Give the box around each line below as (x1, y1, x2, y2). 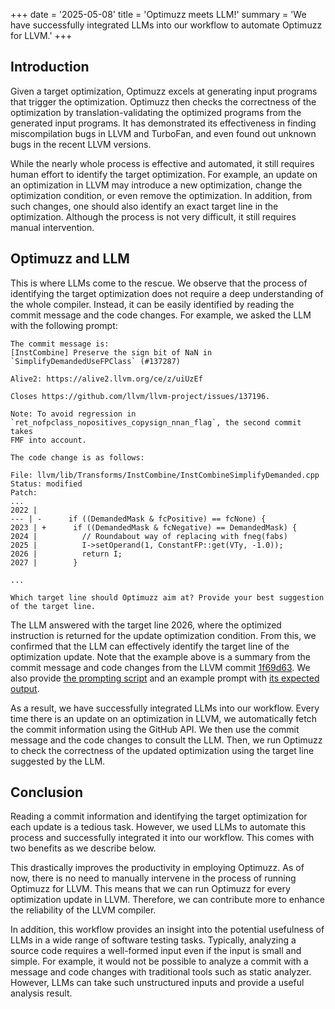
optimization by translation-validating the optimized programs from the (10, 106, 302, 118)
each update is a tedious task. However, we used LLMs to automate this (10, 821, 307, 833)
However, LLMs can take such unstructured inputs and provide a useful (10, 977, 305, 989)
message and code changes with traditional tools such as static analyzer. (10, 966, 312, 978)
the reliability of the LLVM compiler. (10, 904, 157, 916)
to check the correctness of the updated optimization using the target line (10, 744, 315, 756)
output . (10, 682, 40, 694)
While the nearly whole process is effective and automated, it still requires (10, 157, 315, 169)
